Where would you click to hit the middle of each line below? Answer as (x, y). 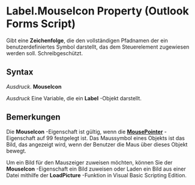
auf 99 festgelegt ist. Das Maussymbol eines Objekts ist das (111, 138)
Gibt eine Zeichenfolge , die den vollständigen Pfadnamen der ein (87, 40)
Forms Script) (41, 24)
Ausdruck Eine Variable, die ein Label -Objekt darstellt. (74, 98)
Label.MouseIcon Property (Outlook (97, 11)
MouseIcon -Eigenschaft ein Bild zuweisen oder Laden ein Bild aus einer (96, 169)
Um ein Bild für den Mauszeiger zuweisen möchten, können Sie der (89, 162)
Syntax (20, 72)
